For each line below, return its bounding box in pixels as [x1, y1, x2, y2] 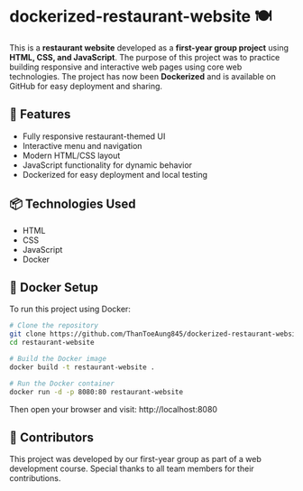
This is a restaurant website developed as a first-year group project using [9, 42, 289, 53]
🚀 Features [9, 107, 71, 122]
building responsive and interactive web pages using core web [9, 61, 243, 72]
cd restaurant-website [9, 338, 95, 347]
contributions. [9, 473, 61, 484]
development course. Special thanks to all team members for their [9, 463, 254, 474]
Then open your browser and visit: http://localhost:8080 [9, 403, 218, 414]
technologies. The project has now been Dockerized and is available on [9, 70, 277, 81]
